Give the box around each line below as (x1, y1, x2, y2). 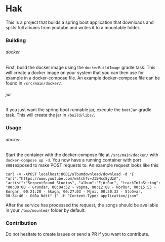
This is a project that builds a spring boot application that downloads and (5, 19, 154, 25)
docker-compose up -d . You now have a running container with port (5, 157, 141, 163)
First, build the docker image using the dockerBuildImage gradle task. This (5, 65, 156, 71)
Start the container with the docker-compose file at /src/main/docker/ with (5, 152, 159, 158)
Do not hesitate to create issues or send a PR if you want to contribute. (5, 231, 150, 237)
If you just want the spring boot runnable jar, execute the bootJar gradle (5, 107, 152, 113)
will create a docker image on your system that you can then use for (5, 70, 144, 76)
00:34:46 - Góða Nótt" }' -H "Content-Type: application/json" (5, 194, 139, 199)
